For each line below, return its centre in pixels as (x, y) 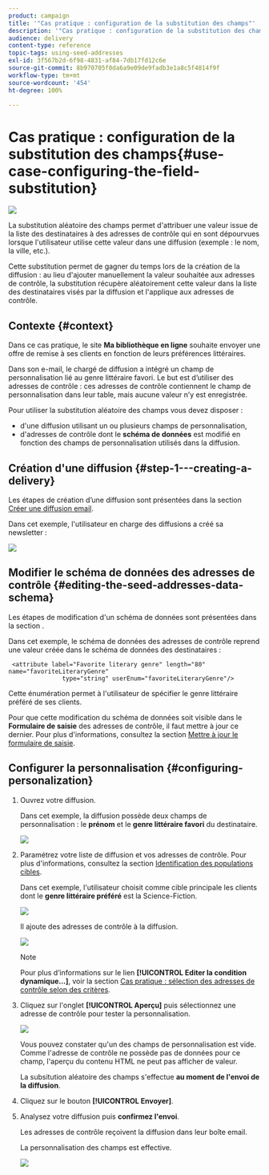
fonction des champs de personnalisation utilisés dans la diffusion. (130, 443)
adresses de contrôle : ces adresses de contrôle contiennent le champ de (130, 387)
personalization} (51, 781)
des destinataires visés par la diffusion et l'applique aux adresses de (121, 292)
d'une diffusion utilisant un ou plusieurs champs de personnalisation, (133, 426)
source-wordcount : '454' (50, 83)
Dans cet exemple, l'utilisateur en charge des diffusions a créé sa (116, 524)
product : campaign (39, 16)
